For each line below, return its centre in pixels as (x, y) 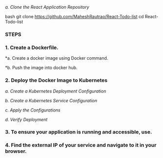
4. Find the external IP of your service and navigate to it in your (81, 145)
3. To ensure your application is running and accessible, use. (79, 132)
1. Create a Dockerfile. (32, 47)
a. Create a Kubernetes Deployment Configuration (56, 91)
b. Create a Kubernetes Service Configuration (51, 100)
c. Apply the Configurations (33, 110)
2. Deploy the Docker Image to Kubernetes (56, 80)
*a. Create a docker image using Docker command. (57, 58)
